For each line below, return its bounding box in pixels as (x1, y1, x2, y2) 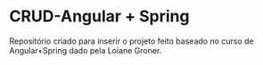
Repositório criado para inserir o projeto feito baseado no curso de (9, 36, 254, 46)
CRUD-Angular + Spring (9, 6, 190, 27)
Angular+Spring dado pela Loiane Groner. (9, 45, 162, 55)
